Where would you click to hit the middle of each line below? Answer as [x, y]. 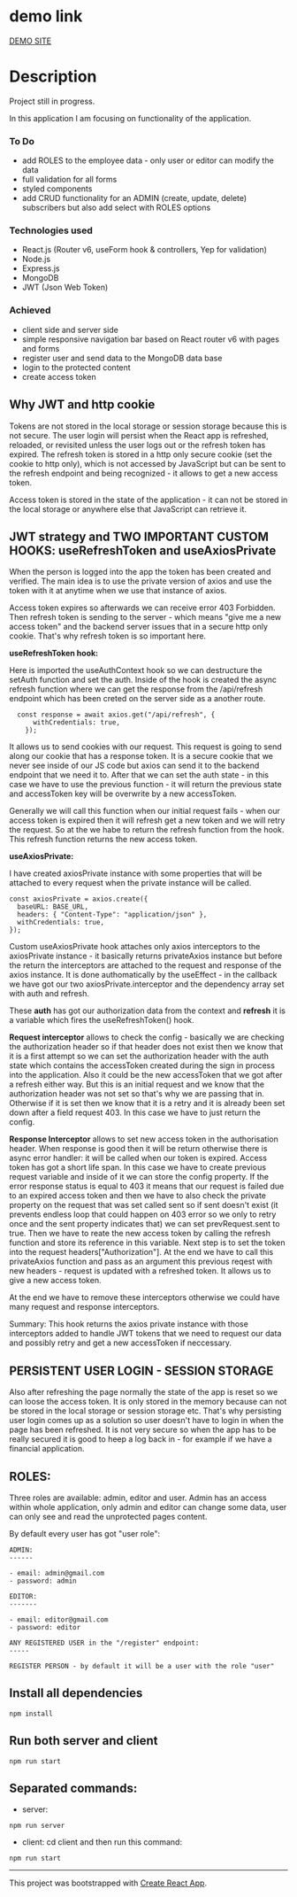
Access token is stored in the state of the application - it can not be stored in [148, 499]
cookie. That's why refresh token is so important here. [107, 636]
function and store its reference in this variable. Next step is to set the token [147, 1243]
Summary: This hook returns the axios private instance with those [129, 1324]
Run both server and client [84, 1741]
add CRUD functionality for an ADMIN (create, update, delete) [134, 198]
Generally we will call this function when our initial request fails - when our [145, 811]
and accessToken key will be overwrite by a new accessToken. [123, 794]
